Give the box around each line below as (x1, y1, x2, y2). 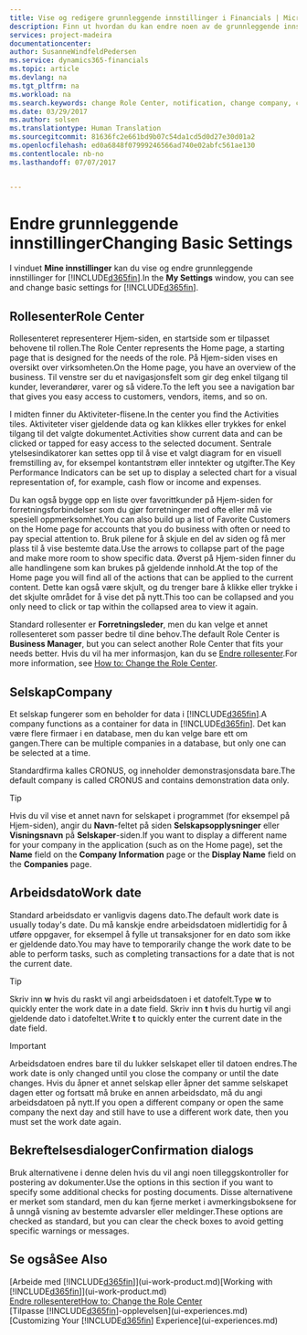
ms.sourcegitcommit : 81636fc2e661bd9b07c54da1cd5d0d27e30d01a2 (9, 132, 256, 142)
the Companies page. (9, 859, 92, 870)
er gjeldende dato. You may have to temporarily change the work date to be (9, 938, 291, 949)
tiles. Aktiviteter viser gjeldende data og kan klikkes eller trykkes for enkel (9, 419, 287, 429)
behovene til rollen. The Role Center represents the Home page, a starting (9, 343, 285, 354)
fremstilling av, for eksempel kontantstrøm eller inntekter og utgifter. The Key (9, 458, 296, 469)
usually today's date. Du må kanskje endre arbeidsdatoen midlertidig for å (9, 919, 288, 930)
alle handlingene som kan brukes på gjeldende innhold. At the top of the (9, 563, 279, 574)
